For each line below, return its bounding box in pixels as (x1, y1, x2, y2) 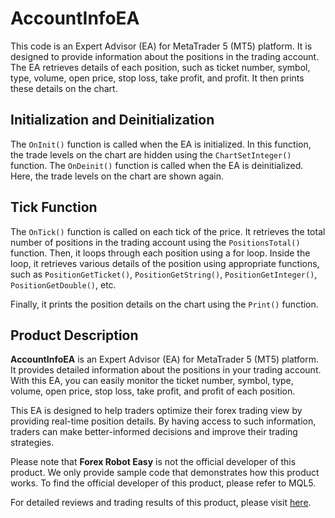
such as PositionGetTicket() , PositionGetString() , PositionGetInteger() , (10, 268, 318, 280)
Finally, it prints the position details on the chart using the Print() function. (10, 298, 319, 310)
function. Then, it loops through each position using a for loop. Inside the (10, 247, 311, 259)
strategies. (10, 437, 55, 449)
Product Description (10, 327, 139, 344)
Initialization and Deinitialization (10, 112, 215, 129)
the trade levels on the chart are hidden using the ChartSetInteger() (10, 148, 292, 161)
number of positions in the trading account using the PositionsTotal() (10, 236, 301, 248)
